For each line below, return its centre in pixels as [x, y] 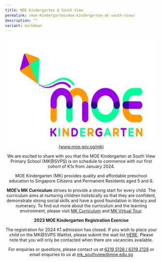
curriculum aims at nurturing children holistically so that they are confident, [81, 196]
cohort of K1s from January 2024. [81, 167]
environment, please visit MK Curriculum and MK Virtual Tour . [81, 211]
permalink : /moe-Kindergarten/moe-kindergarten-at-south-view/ [70, 15]
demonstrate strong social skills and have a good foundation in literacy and [81, 200]
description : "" [21, 20]
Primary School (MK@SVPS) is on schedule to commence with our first [81, 161]
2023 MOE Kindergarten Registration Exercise [81, 220]
